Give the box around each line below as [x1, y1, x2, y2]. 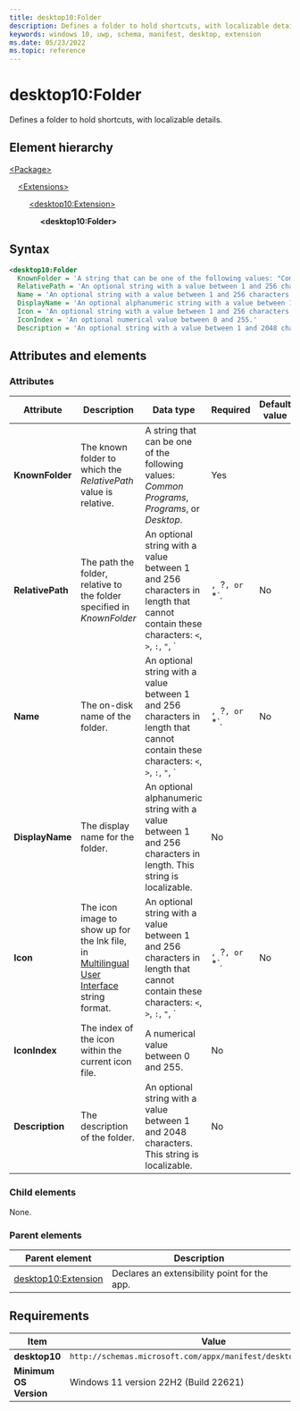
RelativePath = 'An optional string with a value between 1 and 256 [17, 282, 278, 291]
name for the [79, 831, 135, 844]
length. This [145, 859, 195, 871]
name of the [79, 710, 131, 723]
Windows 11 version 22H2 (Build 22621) [70, 1375, 245, 1388]
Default [258, 399, 292, 411]
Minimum [13, 1365, 55, 1377]
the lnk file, [79, 935, 127, 947]
